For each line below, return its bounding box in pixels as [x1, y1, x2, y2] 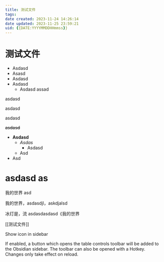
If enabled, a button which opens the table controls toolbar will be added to [5, 241, 159, 247]
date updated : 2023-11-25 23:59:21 [5, 21, 79, 26]
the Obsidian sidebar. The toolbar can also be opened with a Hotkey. [5, 246, 146, 252]
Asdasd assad [19, 86, 49, 92]
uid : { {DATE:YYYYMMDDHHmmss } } [5, 26, 68, 31]
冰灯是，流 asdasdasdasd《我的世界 [5, 211, 80, 216]
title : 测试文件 [5, 7, 36, 12]
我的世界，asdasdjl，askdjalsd [5, 200, 68, 206]
